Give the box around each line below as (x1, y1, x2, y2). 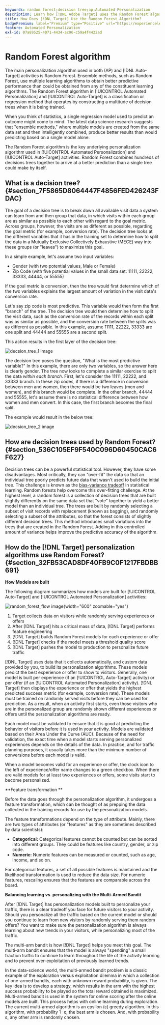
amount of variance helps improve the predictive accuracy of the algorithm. (5, 529, 158, 535)
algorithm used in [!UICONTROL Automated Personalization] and (5, 149, 136, 155)
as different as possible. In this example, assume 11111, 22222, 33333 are (5, 324, 153, 330)
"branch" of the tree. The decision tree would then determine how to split (5, 308, 154, 314)
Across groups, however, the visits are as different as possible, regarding (5, 223, 153, 229)
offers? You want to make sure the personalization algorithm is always (5, 922, 147, 928)
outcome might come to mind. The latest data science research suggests (5, 118, 153, 124)
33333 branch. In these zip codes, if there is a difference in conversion (5, 378, 149, 384)
